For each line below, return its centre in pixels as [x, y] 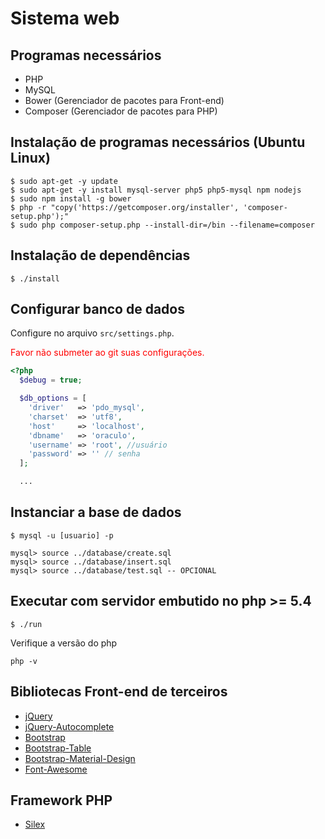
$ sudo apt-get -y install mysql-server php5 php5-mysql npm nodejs [156, 190]
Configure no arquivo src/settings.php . [92, 333]
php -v [24, 661]
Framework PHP [61, 800]
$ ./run [26, 624]
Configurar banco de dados [97, 309]
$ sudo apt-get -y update [64, 181]
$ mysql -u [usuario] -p [62, 535]
